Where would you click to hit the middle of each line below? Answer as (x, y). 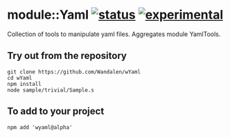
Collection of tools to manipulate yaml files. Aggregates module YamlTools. (114, 34)
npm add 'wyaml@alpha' (40, 127)
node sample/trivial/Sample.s (51, 90)
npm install (24, 84)
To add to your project (56, 111)
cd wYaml (20, 78)
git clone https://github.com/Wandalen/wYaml (74, 72)
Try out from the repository (67, 56)
